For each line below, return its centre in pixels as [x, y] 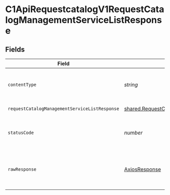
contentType [22, 85]
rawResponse [22, 169]
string [131, 85]
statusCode [21, 133]
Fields [15, 49]
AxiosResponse [142, 169]
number [133, 133]
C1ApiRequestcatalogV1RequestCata [85, 9]
